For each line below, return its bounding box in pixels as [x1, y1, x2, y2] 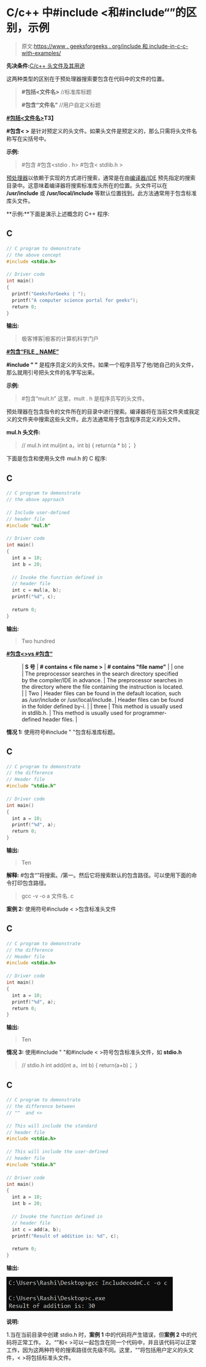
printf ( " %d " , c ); [12, 594, 56, 600]
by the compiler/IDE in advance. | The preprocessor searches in [21, 676, 183, 683]
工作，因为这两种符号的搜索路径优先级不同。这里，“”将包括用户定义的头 [6, 1346, 189, 1353]
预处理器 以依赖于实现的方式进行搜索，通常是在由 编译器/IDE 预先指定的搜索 [6, 174, 196, 181]
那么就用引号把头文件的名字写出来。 [6, 369, 98, 376]
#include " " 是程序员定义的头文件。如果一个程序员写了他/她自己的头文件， [6, 361, 197, 368]
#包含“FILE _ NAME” [6, 348, 59, 356]
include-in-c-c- [149, 42, 189, 50]
